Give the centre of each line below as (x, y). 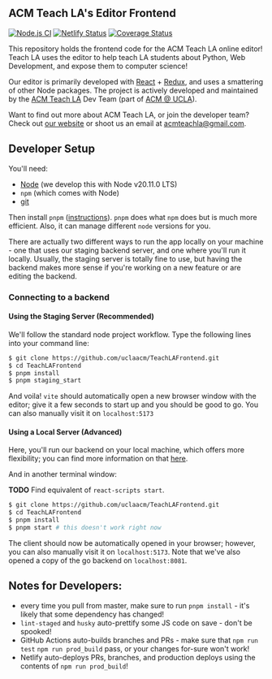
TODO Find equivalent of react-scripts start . (86, 490)
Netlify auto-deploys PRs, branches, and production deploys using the (138, 657)
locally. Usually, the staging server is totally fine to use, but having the (125, 258)
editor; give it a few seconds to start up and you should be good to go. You (133, 404)
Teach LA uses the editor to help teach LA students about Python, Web (127, 57)
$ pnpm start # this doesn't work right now (85, 528)
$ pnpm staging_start (45, 381)
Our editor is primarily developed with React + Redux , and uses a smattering (136, 81)
